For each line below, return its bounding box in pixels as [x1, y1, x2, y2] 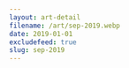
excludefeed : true [9, 37, 77, 47]
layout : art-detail [9, 12, 81, 22]
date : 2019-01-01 [9, 29, 73, 38]
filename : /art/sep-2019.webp [9, 21, 121, 30]
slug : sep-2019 [9, 46, 65, 55]
